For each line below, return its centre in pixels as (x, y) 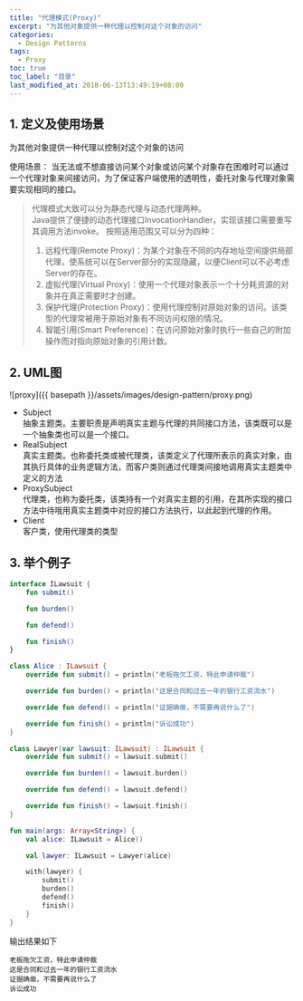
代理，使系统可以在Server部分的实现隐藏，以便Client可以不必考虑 (167, 262)
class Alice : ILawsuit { (58, 667)
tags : (19, 52)
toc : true (28, 69)
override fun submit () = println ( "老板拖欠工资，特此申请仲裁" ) (140, 675)
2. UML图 (36, 372)
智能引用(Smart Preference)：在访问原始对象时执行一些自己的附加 (168, 330)
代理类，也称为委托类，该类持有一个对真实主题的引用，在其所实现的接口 (157, 499)
